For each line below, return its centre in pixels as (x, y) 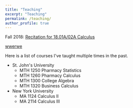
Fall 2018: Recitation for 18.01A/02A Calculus (50, 37)
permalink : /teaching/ (28, 18)
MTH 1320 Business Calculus (49, 86)
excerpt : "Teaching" (26, 14)
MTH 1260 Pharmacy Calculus (50, 75)
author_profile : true (27, 23)
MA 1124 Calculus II (39, 96)
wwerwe (14, 46)
